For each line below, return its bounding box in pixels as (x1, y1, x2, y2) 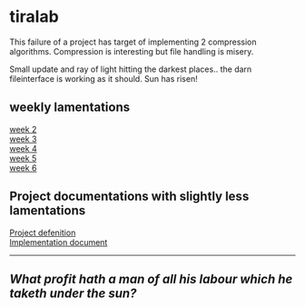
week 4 (9, 143, 38, 153)
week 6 (9, 162, 37, 173)
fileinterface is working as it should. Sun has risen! (9, 73, 198, 84)
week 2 (9, 124, 37, 134)
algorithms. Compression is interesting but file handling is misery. (9, 45, 254, 56)
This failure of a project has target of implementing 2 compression (9, 36, 257, 47)
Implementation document (9, 236, 108, 247)
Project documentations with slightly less (9, 189, 250, 204)
